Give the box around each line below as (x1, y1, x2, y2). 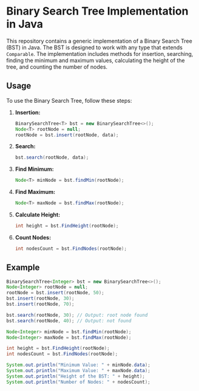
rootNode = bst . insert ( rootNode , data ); (15, 132, 119, 138)
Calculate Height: (15, 211, 61, 218)
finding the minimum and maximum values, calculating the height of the (6, 57, 185, 64)
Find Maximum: (15, 189, 56, 196)
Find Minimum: (15, 165, 54, 173)
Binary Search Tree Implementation (6, 4, 189, 18)
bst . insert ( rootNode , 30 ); (6, 296, 75, 302)
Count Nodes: (15, 234, 52, 241)
